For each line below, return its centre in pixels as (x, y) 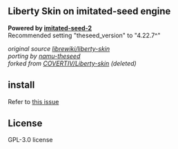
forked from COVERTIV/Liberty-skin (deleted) (72, 63)
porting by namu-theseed (44, 56)
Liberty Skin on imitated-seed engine (89, 11)
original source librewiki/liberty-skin (59, 48)
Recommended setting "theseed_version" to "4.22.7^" (84, 35)
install (21, 85)
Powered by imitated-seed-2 (50, 28)
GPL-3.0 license (30, 140)
